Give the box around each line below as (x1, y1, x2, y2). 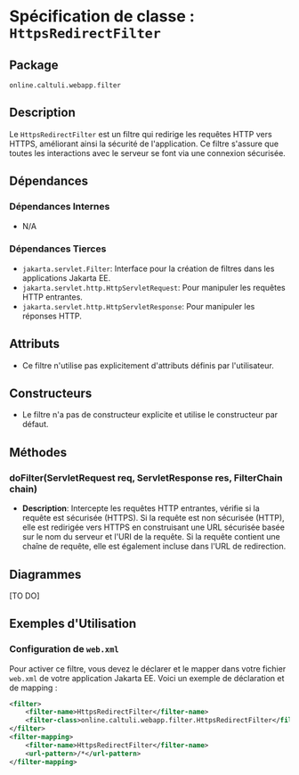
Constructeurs (9, 386, 93, 400)
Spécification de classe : (9, 6, 196, 27)
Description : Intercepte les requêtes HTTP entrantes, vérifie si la (21, 503, 260, 514)
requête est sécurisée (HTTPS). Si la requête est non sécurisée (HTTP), (21, 513, 285, 524)
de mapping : (9, 682, 58, 693)
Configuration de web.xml (9, 643, 119, 655)
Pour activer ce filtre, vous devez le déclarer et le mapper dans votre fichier (9, 663, 287, 674)
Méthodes (9, 444, 68, 460)
